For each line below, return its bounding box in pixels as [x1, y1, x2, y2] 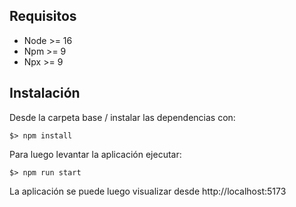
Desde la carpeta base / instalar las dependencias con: [9, 111, 236, 123]
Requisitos [9, 8, 77, 25]
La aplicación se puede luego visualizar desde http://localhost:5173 [9, 185, 287, 197]
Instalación [9, 85, 81, 102]
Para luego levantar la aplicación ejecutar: [9, 148, 182, 160]
